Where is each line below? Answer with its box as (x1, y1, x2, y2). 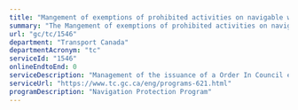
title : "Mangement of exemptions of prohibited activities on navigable (9, 12, 284, 22)
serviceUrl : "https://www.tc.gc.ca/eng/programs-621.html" (9, 79, 232, 88)
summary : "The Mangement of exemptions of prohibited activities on (9, 21, 268, 30)
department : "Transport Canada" (9, 37, 129, 47)
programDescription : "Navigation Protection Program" (9, 87, 213, 96)
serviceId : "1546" (9, 54, 77, 63)
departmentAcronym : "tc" (9, 46, 101, 55)
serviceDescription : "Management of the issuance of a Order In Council (9, 71, 284, 80)
